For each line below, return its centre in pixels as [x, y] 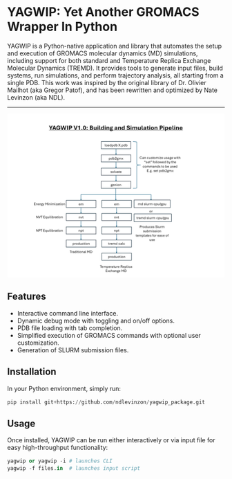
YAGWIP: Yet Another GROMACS [103, 12]
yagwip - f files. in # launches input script [74, 469]
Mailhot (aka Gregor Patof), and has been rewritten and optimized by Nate [113, 90]
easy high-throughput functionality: [58, 448]
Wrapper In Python [62, 27]
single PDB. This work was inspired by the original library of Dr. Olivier [107, 82]
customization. [38, 343]
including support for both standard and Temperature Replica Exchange [109, 60]
